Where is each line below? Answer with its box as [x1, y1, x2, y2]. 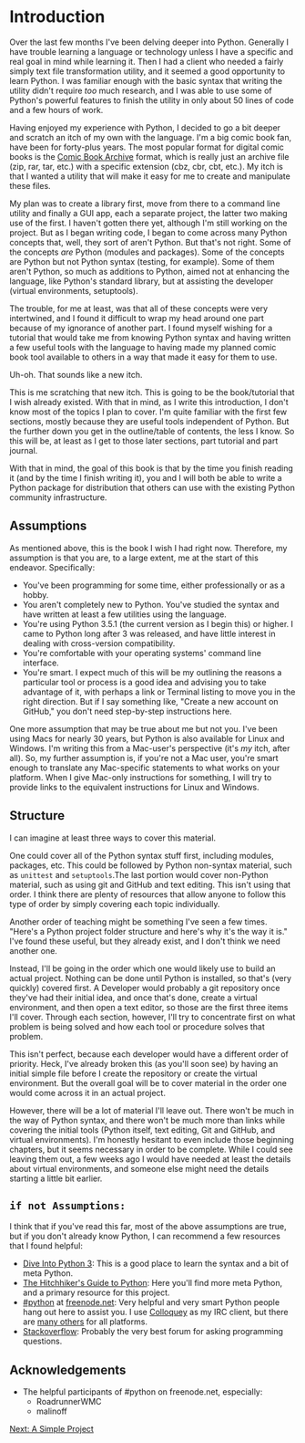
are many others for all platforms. [22, 1316, 148, 1327]
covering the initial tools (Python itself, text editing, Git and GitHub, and [9, 1124, 276, 1135]
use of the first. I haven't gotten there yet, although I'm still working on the [9, 217, 288, 228]
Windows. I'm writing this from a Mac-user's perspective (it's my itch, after [9, 742, 290, 754]
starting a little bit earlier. [9, 1173, 103, 1184]
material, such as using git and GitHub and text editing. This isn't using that [9, 879, 291, 890]
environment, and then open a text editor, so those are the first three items [9, 1001, 289, 1012]
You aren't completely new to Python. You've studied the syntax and [22, 599, 280, 610]
